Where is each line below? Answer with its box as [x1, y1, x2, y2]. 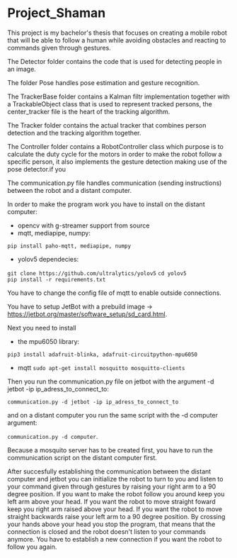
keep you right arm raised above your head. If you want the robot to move [7, 505, 223, 513]
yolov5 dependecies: [17, 255, 79, 263]
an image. [7, 65, 37, 73]
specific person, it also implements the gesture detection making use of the [7, 157, 228, 166]
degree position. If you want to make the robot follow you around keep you [7, 489, 225, 498]
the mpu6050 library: [17, 337, 80, 345]
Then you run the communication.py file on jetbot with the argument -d [7, 377, 214, 386]
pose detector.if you [7, 164, 66, 173]
